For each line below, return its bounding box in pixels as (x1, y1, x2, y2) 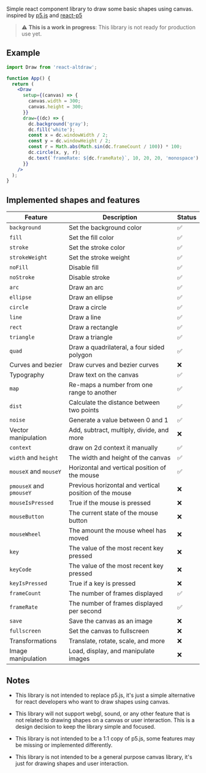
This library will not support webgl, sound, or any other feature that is (15, 710, 191, 717)
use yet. (21, 30, 42, 37)
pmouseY (9, 490, 32, 496)
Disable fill (68, 263, 99, 272)
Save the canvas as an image (68, 617, 153, 625)
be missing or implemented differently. (15, 741, 113, 748)
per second (68, 607, 102, 615)
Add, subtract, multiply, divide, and (68, 426, 169, 434)
